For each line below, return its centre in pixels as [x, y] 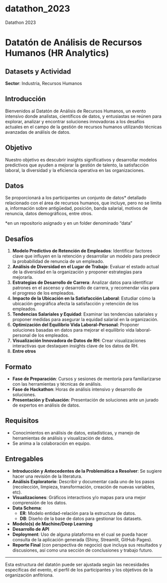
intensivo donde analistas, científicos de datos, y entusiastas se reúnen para [83, 116]
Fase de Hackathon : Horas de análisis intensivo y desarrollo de [77, 389]
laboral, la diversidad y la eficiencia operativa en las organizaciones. [75, 170]
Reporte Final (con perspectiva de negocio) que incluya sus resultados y [87, 545]
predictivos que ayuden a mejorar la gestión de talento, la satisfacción [77, 165]
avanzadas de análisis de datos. [38, 132]
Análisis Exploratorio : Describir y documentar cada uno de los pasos [83, 481]
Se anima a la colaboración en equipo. [51, 443]
